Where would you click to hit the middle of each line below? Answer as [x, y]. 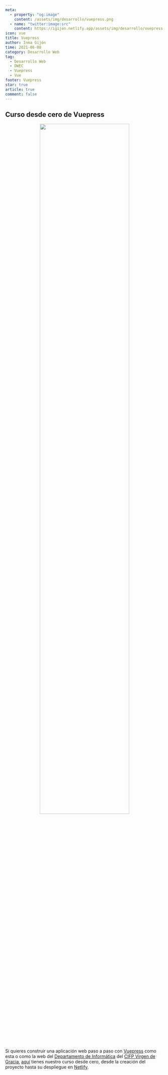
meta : [11, 10]
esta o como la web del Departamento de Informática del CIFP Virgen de [80, 1056]
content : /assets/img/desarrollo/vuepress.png [64, 19]
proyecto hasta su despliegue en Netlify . [47, 1067]
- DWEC [17, 66]
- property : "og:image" [34, 15]
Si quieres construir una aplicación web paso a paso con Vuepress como [81, 1051]
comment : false [21, 94]
